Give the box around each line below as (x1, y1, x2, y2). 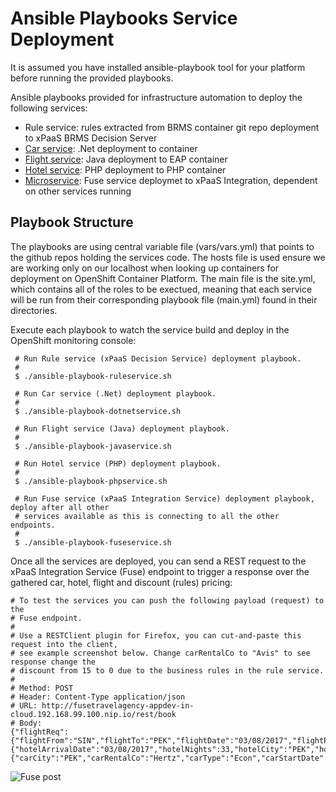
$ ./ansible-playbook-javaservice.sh (14, 441, 172, 451)
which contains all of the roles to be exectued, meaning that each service (10, 283, 313, 295)
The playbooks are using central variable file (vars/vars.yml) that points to (10, 240, 315, 252)
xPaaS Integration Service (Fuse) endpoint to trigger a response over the (10, 565, 310, 577)
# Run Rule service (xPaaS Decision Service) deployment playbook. (14, 353, 302, 364)
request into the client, (10, 639, 118, 649)
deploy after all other (10, 502, 110, 512)
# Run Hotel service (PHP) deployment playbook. (14, 458, 222, 469)
